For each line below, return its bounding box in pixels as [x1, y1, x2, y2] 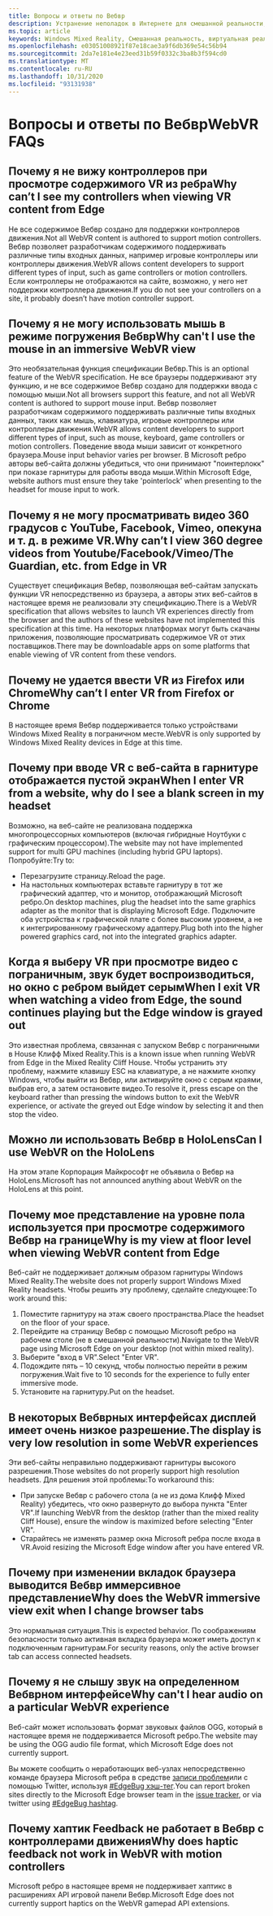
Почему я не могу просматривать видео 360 [8, 508, 249, 522]
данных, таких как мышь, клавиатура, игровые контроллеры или [8, 415, 234, 425]
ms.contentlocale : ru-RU [8, 65, 93, 73]
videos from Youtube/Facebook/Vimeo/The [8, 546, 234, 560]
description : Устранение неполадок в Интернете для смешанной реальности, [8, 20, 267, 28]
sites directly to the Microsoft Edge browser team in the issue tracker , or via [8, 1789, 262, 1799]
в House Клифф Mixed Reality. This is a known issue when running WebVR [8, 1049, 256, 1058]
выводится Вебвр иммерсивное [8, 1579, 181, 1592]
